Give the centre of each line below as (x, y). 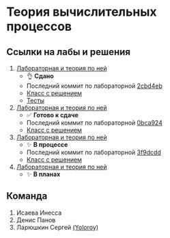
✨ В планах (43, 174)
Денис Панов (36, 219)
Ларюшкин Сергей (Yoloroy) (57, 227)
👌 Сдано (40, 76)
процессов (39, 26)
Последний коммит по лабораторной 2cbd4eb (95, 86)
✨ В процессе (47, 144)
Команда (27, 196)
